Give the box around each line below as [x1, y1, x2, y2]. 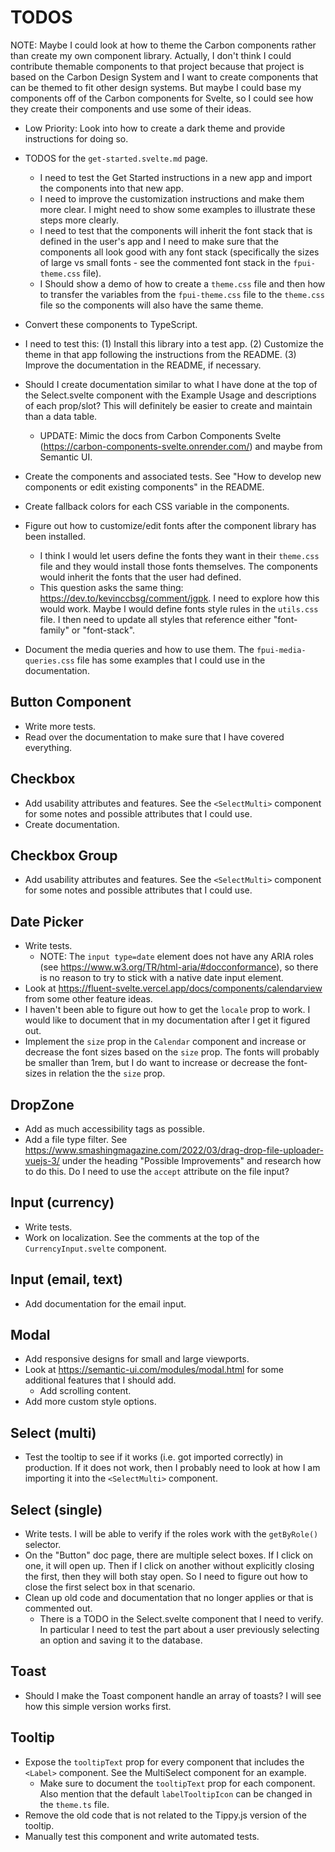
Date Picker [10, 913, 84, 930]
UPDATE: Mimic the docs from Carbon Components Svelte [39, 429, 282, 441]
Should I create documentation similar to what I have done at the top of [24, 378, 318, 390]
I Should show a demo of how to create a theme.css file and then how [39, 277, 326, 290]
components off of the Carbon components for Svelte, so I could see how [10, 92, 314, 104]
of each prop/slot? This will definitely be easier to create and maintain [24, 399, 313, 411]
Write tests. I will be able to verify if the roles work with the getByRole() [24, 1528, 319, 1540]
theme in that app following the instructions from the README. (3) [24, 348, 297, 360]
